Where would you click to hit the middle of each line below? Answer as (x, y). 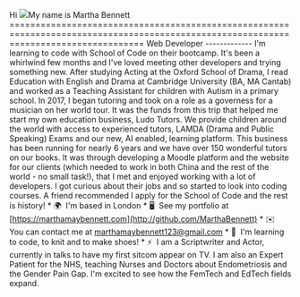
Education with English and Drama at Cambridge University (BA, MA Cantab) (150, 81)
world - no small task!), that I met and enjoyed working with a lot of (133, 176)
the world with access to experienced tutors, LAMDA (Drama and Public (142, 129)
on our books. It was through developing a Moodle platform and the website (149, 157)
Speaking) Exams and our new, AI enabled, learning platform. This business (149, 138)
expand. (24, 283)
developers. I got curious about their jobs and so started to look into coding (148, 186)
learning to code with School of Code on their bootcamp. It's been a (135, 53)
